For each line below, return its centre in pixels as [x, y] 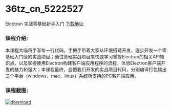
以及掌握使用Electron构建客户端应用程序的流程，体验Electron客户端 [90, 63]
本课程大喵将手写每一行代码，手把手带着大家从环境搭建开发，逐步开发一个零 [86, 50]
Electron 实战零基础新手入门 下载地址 [45, 24]
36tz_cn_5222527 [44, 9]
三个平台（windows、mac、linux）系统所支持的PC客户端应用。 [72, 76]
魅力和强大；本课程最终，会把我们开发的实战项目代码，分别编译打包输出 [90, 70]
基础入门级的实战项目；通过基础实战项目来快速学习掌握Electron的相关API [83, 57]
